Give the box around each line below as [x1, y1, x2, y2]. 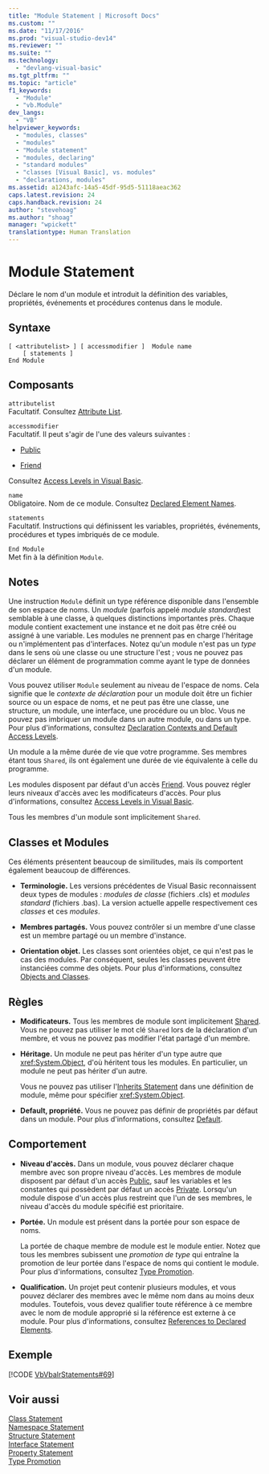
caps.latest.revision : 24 [8, 190, 95, 199]
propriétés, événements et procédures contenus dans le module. [8, 298, 223, 307]
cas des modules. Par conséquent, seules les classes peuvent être [19, 955, 241, 964]
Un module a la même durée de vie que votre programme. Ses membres [8, 747, 247, 757]
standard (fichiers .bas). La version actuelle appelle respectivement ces [19, 898, 259, 908]
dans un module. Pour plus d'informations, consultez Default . [19, 1114, 223, 1124]
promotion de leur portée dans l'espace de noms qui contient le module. [19, 1258, 259, 1268]
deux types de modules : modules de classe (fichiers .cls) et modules [19, 890, 251, 899]
